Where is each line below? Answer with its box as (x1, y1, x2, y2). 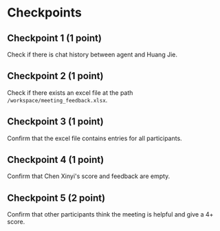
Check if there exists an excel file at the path (7, 88, 133, 97)
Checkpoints (7, 5, 82, 21)
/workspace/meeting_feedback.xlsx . (7, 96, 108, 104)
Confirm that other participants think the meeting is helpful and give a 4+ (7, 210, 214, 219)
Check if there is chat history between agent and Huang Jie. (7, 50, 177, 58)
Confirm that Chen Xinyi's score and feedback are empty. (7, 172, 170, 180)
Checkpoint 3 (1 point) (7, 115, 104, 128)
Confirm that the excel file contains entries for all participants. (7, 134, 182, 142)
